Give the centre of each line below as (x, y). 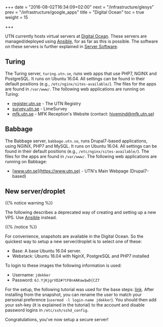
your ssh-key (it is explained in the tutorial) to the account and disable (75, 305)
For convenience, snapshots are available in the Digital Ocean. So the (74, 236)
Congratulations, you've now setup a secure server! (57, 320)
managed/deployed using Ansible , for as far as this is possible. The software (81, 41)
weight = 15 (16, 17)
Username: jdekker (31, 275)
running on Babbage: (26, 161)
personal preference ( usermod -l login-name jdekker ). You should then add (81, 300)
